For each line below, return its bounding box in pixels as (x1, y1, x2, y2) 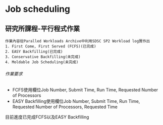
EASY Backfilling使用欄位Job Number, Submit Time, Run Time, (12, 98, 140, 104)
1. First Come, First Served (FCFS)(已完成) (5, 44, 97, 49)
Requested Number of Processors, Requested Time (12, 104, 118, 110)
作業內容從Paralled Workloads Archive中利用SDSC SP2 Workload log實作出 (5, 39, 150, 43)
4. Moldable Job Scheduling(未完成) (5, 60, 79, 65)
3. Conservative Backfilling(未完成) (5, 54, 81, 59)
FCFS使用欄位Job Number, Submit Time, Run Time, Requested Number (12, 87, 159, 93)
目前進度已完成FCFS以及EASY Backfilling (5, 114, 89, 120)
